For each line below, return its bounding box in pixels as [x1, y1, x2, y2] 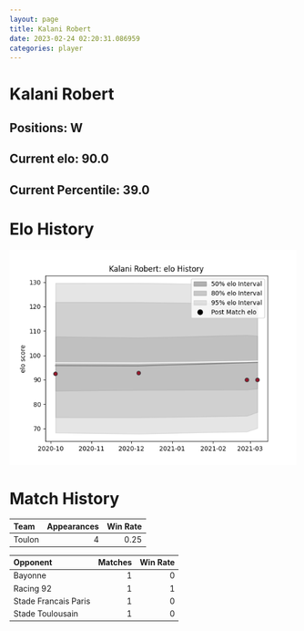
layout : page [9, 15, 59, 24]
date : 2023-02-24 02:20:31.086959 [9, 34, 141, 43]
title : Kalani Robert [9, 24, 92, 34]
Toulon [13, 534, 39, 545]
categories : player [9, 44, 84, 53]
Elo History [9, 219, 95, 239]
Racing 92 [13, 583, 52, 594]
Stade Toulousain [13, 608, 79, 619]
